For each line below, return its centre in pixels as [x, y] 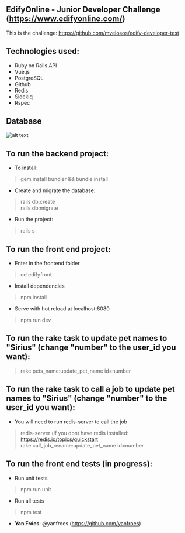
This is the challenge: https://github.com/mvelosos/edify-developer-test [93, 33]
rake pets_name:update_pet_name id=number [76, 371]
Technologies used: [43, 51]
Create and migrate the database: [55, 190]
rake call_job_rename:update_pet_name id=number [82, 445]
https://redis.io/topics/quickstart [59, 439]
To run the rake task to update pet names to [87, 338]
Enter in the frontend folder [47, 264]
